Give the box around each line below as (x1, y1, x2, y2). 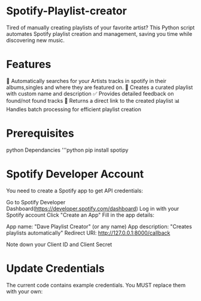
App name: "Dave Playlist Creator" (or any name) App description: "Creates (6, 223, 193, 230)
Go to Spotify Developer (6, 198, 66, 205)
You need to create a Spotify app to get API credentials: (6, 187, 144, 194)
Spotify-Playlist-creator (6, 4, 127, 18)
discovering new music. (6, 36, 65, 44)
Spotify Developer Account (6, 167, 144, 180)
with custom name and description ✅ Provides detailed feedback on (6, 90, 174, 97)
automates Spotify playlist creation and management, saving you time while (6, 30, 193, 37)
